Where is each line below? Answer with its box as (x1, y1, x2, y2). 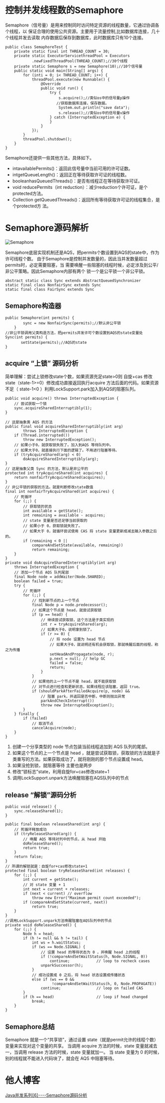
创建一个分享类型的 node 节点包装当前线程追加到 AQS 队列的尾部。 (12, 743, 150, 750)
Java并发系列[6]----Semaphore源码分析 (5, 1093, 87, 1099)
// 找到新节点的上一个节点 (31, 598, 80, 603)
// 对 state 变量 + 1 (23, 883, 66, 888)
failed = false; (49, 660, 83, 665)
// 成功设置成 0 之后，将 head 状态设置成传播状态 (31, 973, 125, 978)
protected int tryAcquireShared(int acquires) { (5, 470, 108, 475)
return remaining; (31, 547, 70, 552)
